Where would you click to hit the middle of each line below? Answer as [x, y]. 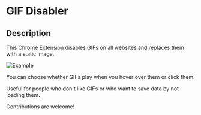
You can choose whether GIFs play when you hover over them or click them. [100, 77]
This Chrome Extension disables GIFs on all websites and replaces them [95, 47]
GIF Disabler [37, 11]
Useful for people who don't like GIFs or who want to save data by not [92, 89]
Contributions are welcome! [40, 107]
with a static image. [30, 54]
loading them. [23, 95]
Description [28, 33]
